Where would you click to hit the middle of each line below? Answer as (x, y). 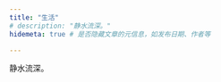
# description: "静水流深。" (60, 26)
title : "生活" (34, 17)
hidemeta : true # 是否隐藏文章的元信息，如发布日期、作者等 (110, 34)
